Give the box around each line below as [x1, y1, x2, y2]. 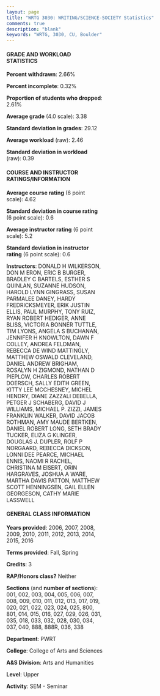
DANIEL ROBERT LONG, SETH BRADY [6, 424, 102, 432]
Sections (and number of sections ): [6, 584, 98, 591]
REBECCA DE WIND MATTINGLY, [6, 347, 90, 354]
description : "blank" [6, 26, 62, 32]
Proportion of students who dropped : [6, 94, 103, 102]
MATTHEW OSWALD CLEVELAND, [6, 353, 93, 361]
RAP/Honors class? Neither [6, 572, 77, 580]
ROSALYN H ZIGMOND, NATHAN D [6, 366, 95, 374]
